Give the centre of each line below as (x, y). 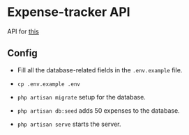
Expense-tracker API (69, 12)
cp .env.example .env (48, 84)
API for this (23, 31)
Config (22, 53)
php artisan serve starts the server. (69, 124)
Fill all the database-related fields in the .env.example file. (100, 70)
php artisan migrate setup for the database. (82, 97)
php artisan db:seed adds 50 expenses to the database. (98, 110)
